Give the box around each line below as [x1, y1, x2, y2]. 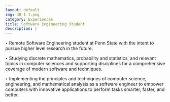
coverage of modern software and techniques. [5, 66, 103, 72]
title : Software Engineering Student [5, 21, 85, 27]
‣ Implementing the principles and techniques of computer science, [5, 76, 147, 82]
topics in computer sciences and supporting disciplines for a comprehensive [5, 61, 165, 67]
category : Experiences [5, 17, 53, 22]
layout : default [5, 7, 40, 13]
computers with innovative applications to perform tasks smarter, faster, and [5, 86, 165, 92]
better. [5, 92, 19, 98]
